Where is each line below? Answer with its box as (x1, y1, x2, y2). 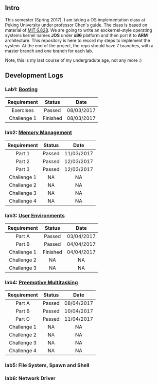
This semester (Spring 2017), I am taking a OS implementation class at (5, 17, 146, 22)
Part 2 (16, 158, 30, 165)
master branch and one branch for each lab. (5, 48, 93, 54)
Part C (15, 316, 30, 323)
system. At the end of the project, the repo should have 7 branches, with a (5, 42, 154, 48)
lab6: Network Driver (5, 375, 56, 382)
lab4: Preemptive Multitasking (5, 279, 78, 286)
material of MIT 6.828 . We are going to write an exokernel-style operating (5, 27, 152, 33)
